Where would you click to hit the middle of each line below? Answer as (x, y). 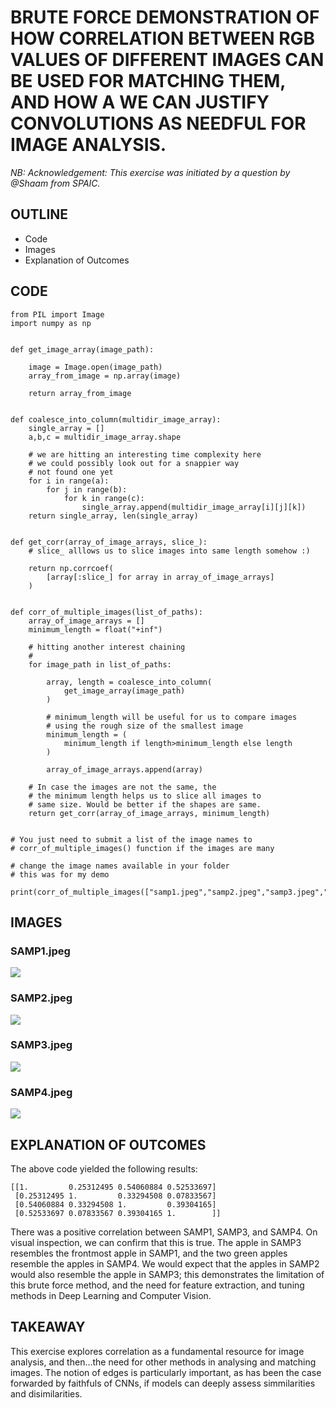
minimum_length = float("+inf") (95, 629)
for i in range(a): (69, 481)
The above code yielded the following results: (104, 1168)
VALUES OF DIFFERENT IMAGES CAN (167, 60)
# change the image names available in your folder (120, 866)
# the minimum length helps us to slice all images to (145, 796)
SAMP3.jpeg (41, 1045)
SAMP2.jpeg (41, 998)
